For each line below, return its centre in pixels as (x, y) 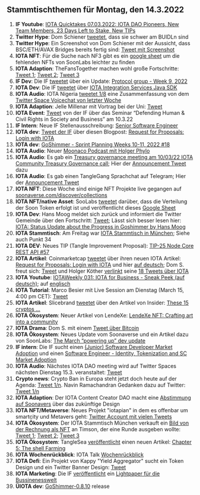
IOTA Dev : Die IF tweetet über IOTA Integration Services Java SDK (96, 87)
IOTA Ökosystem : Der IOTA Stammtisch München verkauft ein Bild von (102, 423)
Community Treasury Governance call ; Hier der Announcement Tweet (101, 163)
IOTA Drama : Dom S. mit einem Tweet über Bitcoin (77, 328)
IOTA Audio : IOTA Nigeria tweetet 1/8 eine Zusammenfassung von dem (102, 94)
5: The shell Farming (40, 448)
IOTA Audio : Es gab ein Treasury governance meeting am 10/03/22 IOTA (104, 157)
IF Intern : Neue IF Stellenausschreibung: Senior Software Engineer (97, 125)
